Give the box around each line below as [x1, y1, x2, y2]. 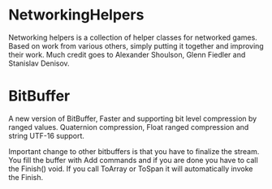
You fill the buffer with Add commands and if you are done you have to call [8, 155, 258, 165]
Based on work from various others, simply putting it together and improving [8, 41, 264, 50]
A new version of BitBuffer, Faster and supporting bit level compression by [8, 114, 257, 123]
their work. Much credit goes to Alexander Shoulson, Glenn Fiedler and [8, 49, 246, 59]
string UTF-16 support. [8, 131, 85, 140]
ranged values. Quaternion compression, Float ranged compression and [8, 122, 249, 131]
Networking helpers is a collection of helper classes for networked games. [8, 32, 257, 42]
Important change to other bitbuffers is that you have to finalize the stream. [8, 146, 260, 156]
